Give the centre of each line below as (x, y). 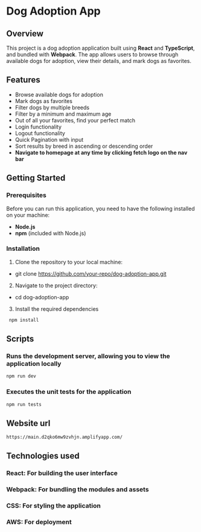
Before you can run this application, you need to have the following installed (101, 208)
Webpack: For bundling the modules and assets (78, 490)
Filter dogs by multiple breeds (52, 107)
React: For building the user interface (62, 473)
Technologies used (43, 456)
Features (23, 80)
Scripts (20, 339)
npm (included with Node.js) (50, 233)
